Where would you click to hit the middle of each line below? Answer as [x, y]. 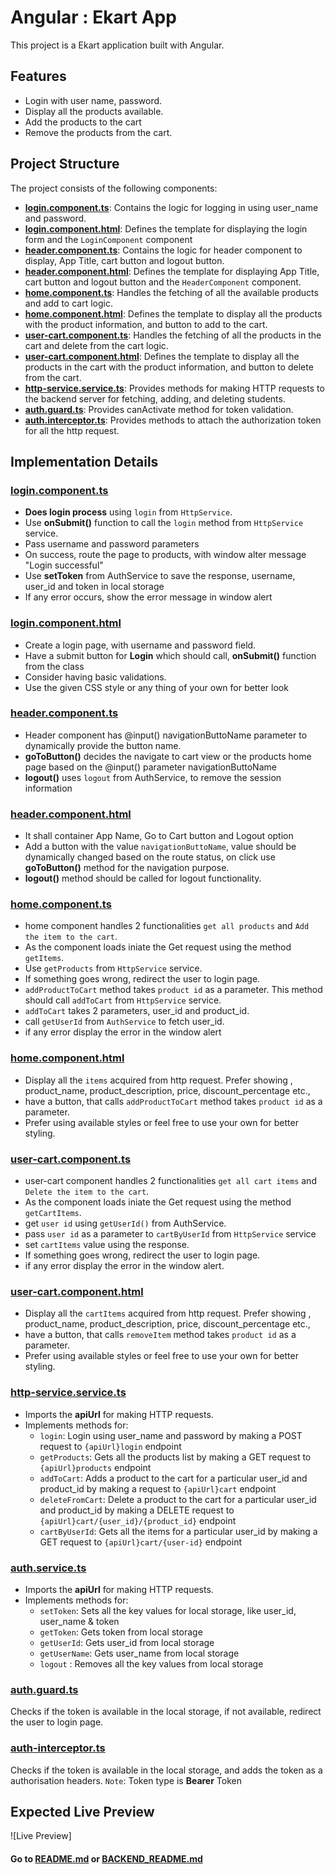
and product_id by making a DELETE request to [137, 1510]
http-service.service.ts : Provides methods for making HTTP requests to [174, 388]
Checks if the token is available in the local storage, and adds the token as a [166, 1770]
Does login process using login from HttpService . [128, 512]
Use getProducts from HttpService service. [113, 968]
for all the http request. [72, 430]
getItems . [44, 958]
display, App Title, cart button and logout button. [124, 260]
